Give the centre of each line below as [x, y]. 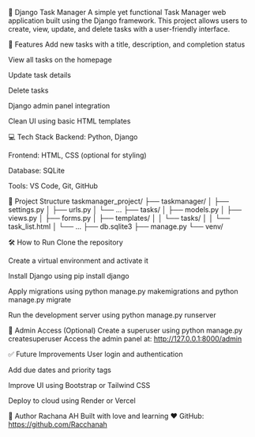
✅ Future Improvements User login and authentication [96, 354]
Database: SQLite [37, 171]
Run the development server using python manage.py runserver [112, 315]
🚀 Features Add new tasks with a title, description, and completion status [127, 44]
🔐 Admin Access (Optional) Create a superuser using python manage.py [126, 330]
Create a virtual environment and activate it [78, 260]
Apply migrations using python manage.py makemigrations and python [123, 291]
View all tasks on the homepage [60, 60]
